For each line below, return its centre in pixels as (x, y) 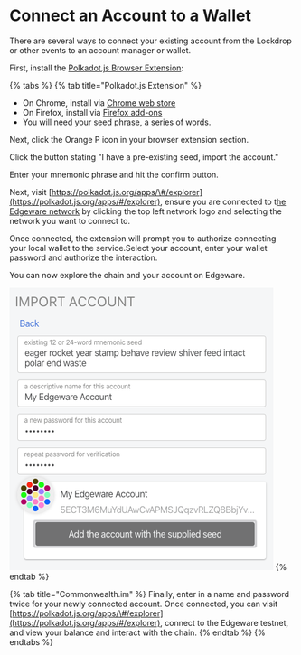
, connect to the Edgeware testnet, (224, 622)
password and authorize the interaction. (84, 257)
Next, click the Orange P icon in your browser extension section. (129, 139)
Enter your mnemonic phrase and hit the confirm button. (114, 174)
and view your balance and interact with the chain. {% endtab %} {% (138, 632)
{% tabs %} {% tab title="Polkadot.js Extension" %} (105, 85)
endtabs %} (32, 641)
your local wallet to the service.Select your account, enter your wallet (139, 248)
